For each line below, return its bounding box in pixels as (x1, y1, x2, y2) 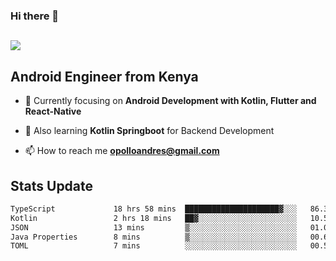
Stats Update (10, 177, 94, 194)
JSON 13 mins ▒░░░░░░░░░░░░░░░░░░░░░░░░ (10, 222, 298, 233)
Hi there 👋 (10, 9, 60, 23)
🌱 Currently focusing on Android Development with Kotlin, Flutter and (24, 95, 317, 107)
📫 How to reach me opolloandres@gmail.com (24, 145, 220, 157)
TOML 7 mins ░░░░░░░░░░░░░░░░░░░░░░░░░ (10, 241, 298, 251)
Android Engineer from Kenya (10, 68, 199, 85)
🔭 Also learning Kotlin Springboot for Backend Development (24, 125, 275, 137)
